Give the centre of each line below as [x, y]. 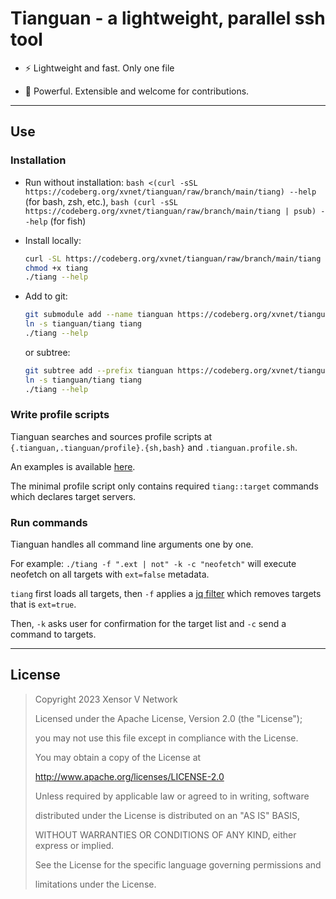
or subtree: [47, 352]
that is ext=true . [43, 604]
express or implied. [74, 845]
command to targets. [53, 634]
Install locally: [53, 240]
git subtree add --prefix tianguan [99, 370]
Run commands [49, 522]
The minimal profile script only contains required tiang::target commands [164, 486]
